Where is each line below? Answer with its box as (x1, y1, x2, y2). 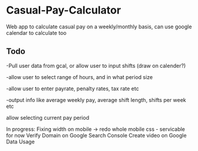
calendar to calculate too (6, 29, 67, 36)
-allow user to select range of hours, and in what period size (6, 73, 153, 80)
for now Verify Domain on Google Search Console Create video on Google (6, 132, 187, 139)
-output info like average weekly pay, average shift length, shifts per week (6, 96, 186, 103)
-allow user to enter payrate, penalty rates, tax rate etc (6, 85, 139, 92)
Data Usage (6, 138, 35, 145)
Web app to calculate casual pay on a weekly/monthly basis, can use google (6, 23, 192, 30)
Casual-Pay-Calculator (6, 4, 121, 17)
